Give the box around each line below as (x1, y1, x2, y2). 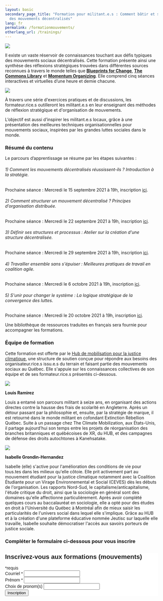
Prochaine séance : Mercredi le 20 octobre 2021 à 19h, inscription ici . (5, 312, 143, 318)
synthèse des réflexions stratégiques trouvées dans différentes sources (5, 63, 148, 68)
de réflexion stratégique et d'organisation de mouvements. (5, 107, 122, 113)
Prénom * (5, 577, 23, 583)
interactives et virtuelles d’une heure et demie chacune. (5, 78, 116, 84)
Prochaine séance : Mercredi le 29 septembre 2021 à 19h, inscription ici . (5, 250, 149, 255)
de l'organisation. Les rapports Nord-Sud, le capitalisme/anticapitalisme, (5, 484, 150, 490)
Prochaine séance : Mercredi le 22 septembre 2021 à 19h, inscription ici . (5, 218, 149, 224)
